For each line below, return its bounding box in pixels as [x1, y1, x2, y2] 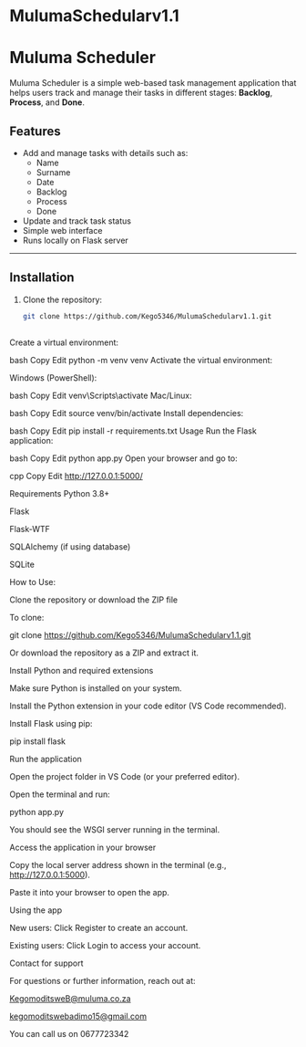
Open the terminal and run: [9, 789, 111, 800]
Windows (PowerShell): [9, 372, 97, 383]
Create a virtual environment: [9, 337, 119, 348]
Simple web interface [22, 225, 103, 236]
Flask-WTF [9, 523, 50, 534]
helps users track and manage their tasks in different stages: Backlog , [9, 88, 273, 99]
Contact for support [9, 958, 84, 968]
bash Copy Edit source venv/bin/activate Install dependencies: [9, 407, 244, 418]
